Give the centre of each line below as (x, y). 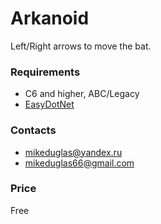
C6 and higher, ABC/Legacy (82, 94)
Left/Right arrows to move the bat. (81, 46)
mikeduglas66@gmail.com (79, 163)
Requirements (45, 72)
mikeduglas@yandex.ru (73, 152)
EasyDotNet (49, 104)
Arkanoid (50, 18)
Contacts (33, 130)
